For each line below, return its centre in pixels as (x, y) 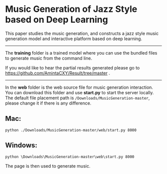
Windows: (21, 145)
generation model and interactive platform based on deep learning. (74, 39)
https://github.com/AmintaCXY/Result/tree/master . (58, 73)
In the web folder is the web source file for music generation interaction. (79, 87)
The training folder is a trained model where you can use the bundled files (81, 53)
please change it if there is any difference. (48, 103)
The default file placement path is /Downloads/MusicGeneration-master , (78, 98)
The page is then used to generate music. (48, 166)
